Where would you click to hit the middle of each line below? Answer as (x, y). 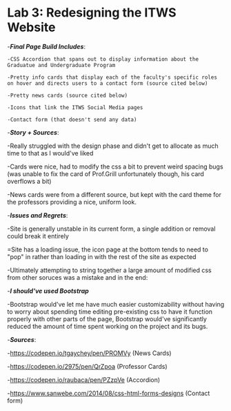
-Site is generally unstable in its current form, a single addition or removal (111, 229)
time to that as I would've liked (50, 153)
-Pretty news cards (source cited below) (68, 95)
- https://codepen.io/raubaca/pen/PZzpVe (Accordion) (84, 380)
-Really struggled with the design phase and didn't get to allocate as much (113, 146)
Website (31, 27)
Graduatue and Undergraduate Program (61, 65)
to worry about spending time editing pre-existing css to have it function (110, 312)
